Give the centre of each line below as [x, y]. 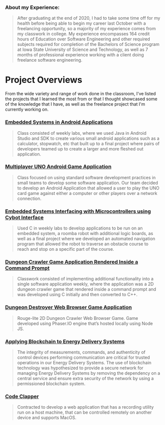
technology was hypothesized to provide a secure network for [80, 368]
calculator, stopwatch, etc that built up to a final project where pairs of [88, 143]
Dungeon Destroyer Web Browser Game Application [68, 308]
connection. [29, 198]
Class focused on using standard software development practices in [86, 177]
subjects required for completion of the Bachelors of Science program [88, 44]
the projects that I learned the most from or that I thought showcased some [81, 99]
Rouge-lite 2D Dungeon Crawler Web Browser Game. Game [78, 318]
